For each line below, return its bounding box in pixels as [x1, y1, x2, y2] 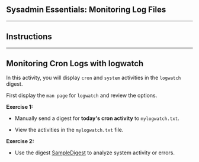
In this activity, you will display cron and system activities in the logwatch [6, 74, 181, 82]
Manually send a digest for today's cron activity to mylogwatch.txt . [14, 115, 179, 122]
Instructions [6, 32, 52, 42]
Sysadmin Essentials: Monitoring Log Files [6, 5, 166, 15]
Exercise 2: [6, 138, 34, 145]
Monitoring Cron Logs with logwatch [6, 59, 144, 69]
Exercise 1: [6, 103, 34, 111]
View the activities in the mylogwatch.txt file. [14, 127, 124, 134]
